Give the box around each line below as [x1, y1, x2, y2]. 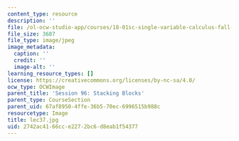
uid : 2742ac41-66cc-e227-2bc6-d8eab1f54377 [7, 122, 139, 130]
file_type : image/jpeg [7, 37, 75, 44]
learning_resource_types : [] [7, 70, 94, 77]
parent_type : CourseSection [7, 97, 91, 104]
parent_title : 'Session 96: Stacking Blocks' [7, 90, 144, 97]
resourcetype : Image [7, 110, 69, 117]
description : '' [7, 17, 55, 24]
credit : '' [14, 57, 46, 64]
